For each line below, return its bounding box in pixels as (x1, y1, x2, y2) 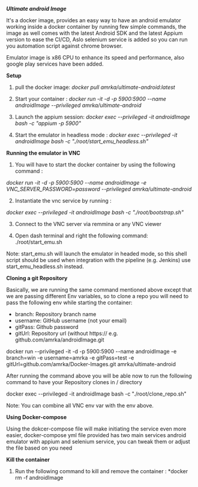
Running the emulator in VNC (6, 150, 81, 156)
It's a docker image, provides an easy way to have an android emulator (6, 17, 181, 23)
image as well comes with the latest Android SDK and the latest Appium (6, 29, 183, 37)
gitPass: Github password (14, 323, 79, 330)
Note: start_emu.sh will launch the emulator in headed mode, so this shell (6, 250, 187, 257)
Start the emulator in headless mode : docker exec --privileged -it (14, 132, 178, 138)
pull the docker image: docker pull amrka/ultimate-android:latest (14, 84, 175, 91)
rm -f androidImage (14, 474, 64, 481)
